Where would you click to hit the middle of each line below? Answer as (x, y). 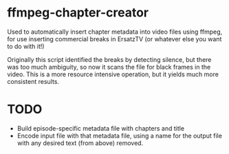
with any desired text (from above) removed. (80, 143)
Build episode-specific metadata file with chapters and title (100, 128)
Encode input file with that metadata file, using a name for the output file (119, 135)
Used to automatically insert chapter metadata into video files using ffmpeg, (115, 32)
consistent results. (33, 81)
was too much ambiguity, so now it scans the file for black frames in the (109, 67)
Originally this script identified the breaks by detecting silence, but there (109, 59)
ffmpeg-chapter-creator (78, 13)
